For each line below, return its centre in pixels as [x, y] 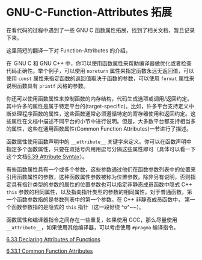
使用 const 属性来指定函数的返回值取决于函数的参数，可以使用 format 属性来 [100, 78]
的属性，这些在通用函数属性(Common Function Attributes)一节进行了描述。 [99, 128]
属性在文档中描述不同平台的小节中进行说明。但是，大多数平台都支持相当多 [103, 121]
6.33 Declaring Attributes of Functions [54, 239]
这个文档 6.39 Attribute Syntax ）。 [47, 156]
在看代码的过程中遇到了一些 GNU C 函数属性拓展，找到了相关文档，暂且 [95, 30]
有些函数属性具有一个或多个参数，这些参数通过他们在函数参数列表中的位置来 [101, 169]
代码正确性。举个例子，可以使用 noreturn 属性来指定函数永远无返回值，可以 [100, 70]
